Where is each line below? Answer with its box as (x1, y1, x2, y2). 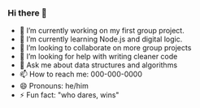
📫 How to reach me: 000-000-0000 (19, 69, 143, 80)
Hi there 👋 (7, 7, 48, 19)
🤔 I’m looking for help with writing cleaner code (19, 52, 178, 62)
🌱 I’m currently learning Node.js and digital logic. (19, 34, 183, 44)
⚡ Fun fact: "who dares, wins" (19, 90, 120, 100)
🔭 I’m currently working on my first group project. (19, 26, 185, 36)
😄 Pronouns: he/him (19, 81, 89, 91)
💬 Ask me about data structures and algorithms (19, 60, 178, 70)
